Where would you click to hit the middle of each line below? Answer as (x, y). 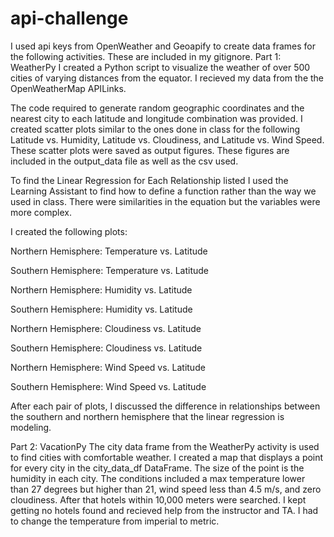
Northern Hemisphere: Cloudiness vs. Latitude (106, 328)
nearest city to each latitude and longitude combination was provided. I (156, 118)
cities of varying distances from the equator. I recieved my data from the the (167, 78)
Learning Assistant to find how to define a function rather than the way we (163, 191)
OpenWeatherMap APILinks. (68, 88)
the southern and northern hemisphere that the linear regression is (147, 416)
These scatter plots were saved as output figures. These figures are (150, 150)
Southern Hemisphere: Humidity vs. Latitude (101, 309)
